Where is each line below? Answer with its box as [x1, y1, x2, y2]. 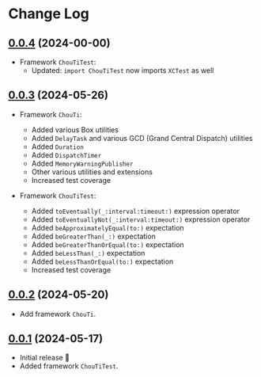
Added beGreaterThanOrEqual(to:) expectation [31, 239, 184, 249]
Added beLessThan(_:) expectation [31, 248, 146, 257]
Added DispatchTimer [31, 150, 102, 159]
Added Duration [31, 142, 85, 151]
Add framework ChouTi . [19, 309, 96, 318]
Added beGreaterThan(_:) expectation [31, 231, 157, 241]
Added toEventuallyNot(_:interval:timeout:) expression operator [31, 215, 251, 224]
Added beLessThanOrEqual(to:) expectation [31, 257, 174, 266]
